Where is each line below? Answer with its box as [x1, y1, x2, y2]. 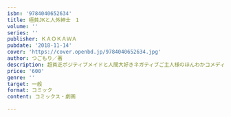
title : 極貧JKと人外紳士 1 [7, 17, 79, 23]
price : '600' [7, 67, 45, 74]
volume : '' [7, 23, 38, 30]
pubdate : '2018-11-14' [7, 42, 72, 49]
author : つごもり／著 [7, 55, 63, 62]
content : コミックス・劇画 [7, 94, 76, 100]
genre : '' [7, 74, 36, 81]
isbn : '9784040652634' [7, 10, 72, 17]
